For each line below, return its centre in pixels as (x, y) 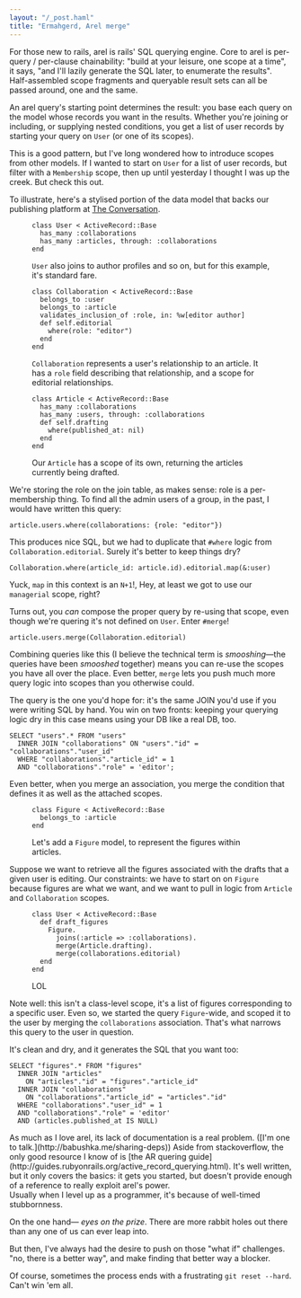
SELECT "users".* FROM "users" (68, 736)
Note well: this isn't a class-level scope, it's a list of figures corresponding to (150, 1003)
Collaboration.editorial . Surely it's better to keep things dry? (125, 551)
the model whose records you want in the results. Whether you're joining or (149, 117)
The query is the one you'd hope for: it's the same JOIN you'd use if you (143, 700)
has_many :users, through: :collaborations (122, 414)
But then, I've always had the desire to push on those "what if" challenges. (147, 1249)
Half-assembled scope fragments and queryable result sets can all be (138, 80)
